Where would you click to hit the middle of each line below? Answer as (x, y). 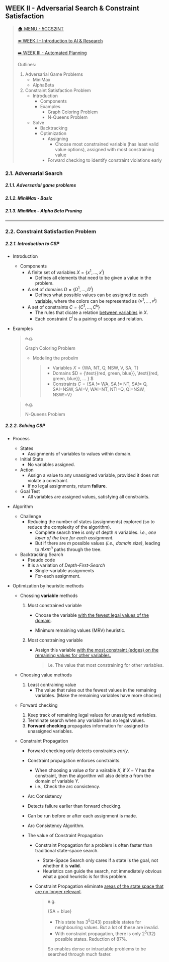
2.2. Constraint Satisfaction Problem (51, 232)
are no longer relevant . (58, 892)
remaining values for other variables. (73, 655)
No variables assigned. (51, 464)
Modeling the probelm (56, 358)
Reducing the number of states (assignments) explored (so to (91, 521)
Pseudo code (41, 560)
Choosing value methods (46, 675)
